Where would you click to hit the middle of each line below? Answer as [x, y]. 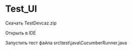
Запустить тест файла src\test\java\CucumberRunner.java [66, 43]
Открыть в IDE [21, 33]
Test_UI [21, 9]
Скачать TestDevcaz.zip [31, 23]
